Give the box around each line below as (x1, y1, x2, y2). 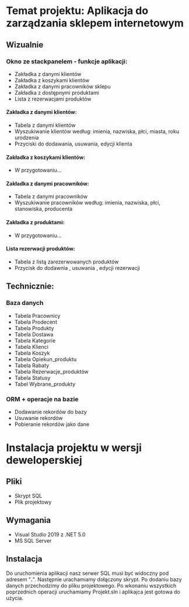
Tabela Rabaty (14, 362, 50, 369)
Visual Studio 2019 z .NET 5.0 (14, 530, 86, 538)
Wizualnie (6, 40, 44, 50)
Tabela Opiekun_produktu (14, 355, 77, 363)
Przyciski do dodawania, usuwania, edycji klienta (14, 140, 132, 147)
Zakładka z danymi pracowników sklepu (14, 83, 111, 90)
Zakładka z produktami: (6, 219, 65, 226)
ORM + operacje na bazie (6, 395, 79, 403)
